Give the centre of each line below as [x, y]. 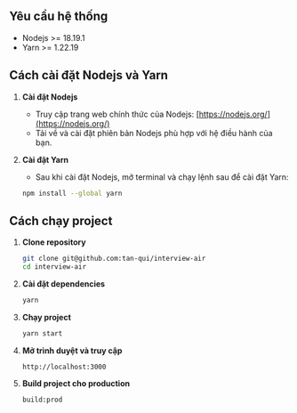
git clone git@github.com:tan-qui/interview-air [114, 259]
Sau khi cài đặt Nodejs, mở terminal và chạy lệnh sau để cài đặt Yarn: [162, 177]
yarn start [42, 333]
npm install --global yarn [72, 193]
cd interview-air [54, 267]
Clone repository [54, 242]
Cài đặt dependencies [63, 284]
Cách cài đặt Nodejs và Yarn [89, 75]
